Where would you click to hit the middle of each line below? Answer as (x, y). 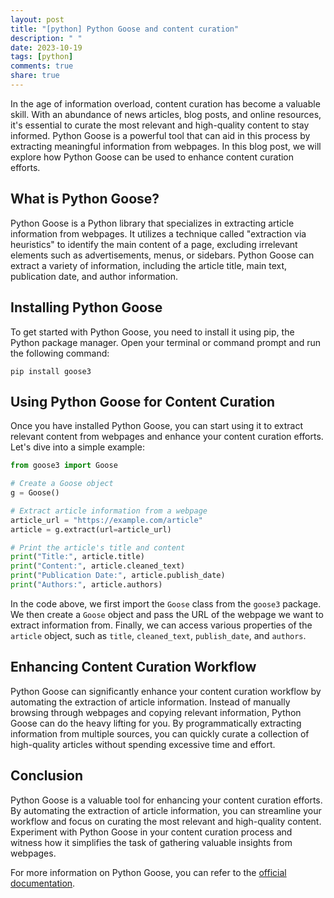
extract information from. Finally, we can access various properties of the (161, 625)
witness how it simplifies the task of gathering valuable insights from (151, 842)
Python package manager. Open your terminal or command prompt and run (165, 342)
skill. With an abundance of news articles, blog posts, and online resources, (166, 114)
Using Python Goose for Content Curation (143, 401)
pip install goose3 (51, 371)
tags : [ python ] (42, 57)
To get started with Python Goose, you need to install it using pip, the (152, 332)
